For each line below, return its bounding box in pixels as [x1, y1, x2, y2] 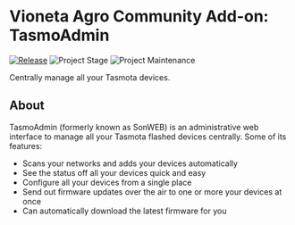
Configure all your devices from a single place [21, 177, 192, 187]
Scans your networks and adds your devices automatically [21, 158, 239, 169]
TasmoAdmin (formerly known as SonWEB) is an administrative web [9, 121, 259, 132]
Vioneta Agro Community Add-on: [9, 6, 269, 27]
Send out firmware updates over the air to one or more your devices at [21, 186, 282, 197]
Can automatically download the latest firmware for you [21, 205, 227, 216]
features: [9, 140, 43, 151]
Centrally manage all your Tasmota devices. [9, 71, 171, 82]
